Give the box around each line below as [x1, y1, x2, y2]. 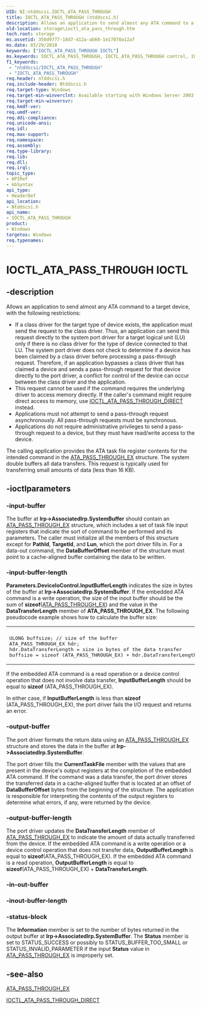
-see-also [6, 969, 44, 979]
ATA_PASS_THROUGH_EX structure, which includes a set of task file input [6, 522, 188, 529]
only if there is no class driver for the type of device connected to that [14, 340, 188, 347]
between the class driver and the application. [14, 378, 127, 385]
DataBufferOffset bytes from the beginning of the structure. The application [6, 786, 194, 793]
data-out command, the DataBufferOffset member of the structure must [6, 547, 185, 555]
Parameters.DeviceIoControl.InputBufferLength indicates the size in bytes [6, 582, 193, 589]
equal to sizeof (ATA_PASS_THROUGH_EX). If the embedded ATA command [6, 853, 191, 860]
